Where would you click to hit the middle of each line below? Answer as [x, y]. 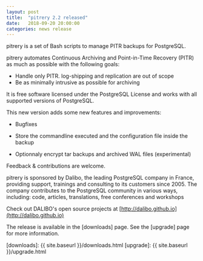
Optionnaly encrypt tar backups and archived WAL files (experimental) [103, 154]
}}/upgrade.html [26, 252]
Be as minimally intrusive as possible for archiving [78, 83]
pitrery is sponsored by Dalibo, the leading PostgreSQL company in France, [100, 178]
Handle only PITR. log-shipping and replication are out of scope [95, 76]
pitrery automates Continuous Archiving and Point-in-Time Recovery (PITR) [100, 58]
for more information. [33, 234]
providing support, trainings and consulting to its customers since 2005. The [102, 184]
